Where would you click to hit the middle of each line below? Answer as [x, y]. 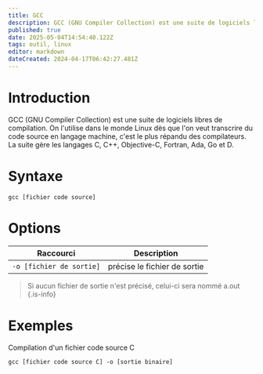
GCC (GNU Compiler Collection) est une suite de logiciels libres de [115, 119]
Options [34, 228]
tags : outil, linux [40, 45]
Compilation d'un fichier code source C [72, 347]
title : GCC [26, 15]
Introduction [49, 98]
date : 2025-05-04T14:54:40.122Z [61, 37]
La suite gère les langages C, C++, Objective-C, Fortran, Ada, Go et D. [121, 144]
